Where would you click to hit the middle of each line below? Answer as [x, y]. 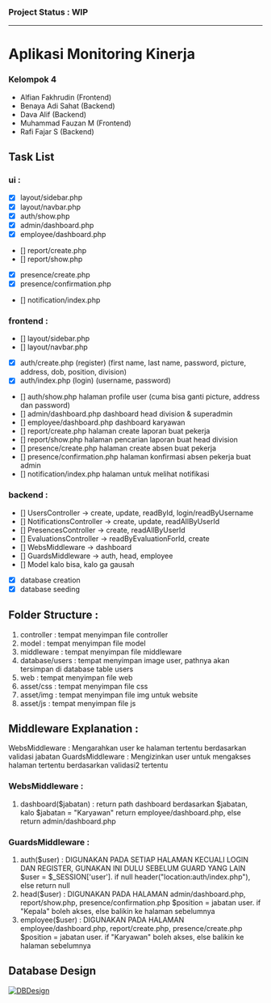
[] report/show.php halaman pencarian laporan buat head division [129, 440]
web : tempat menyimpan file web [76, 677]
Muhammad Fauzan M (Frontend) [75, 123]
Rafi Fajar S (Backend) [57, 131]
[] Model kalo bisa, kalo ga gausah [77, 564]
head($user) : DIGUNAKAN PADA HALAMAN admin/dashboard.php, [133, 894]
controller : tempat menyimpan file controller [94, 634]
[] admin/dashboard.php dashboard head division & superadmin [126, 414]
